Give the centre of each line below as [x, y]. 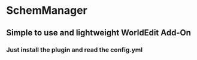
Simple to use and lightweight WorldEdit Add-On [99, 33]
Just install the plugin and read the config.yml [74, 50]
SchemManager [47, 10]
